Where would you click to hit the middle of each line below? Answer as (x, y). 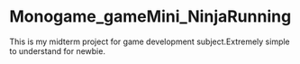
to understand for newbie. (58, 50)
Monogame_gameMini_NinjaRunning (150, 17)
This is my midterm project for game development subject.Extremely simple (150, 41)
